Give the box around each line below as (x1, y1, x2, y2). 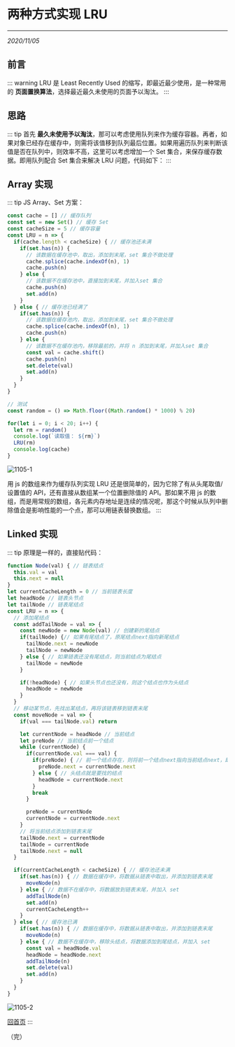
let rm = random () (13, 427, 68, 434)
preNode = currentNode (25, 808, 92, 816)
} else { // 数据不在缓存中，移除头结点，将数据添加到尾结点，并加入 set (20, 938, 211, 945)
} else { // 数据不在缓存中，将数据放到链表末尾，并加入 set (20, 886, 180, 893)
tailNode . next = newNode (25, 640, 99, 648)
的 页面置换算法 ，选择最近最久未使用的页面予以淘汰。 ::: (7, 87, 169, 95)
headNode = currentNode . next (38, 776, 124, 783)
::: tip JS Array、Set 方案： (7, 198, 85, 207)
